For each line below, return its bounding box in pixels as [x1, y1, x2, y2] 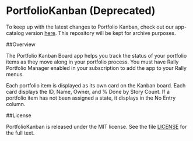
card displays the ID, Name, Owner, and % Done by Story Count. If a [6, 88, 170, 95]
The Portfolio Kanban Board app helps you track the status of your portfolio [6, 52, 187, 59]
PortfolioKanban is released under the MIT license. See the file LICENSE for [6, 123, 187, 130]
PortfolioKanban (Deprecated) [6, 4, 156, 17]
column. [6, 100, 26, 107]
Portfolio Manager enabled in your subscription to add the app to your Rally [6, 64, 187, 71]
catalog [6, 29, 24, 36]
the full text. [6, 129, 35, 136]
